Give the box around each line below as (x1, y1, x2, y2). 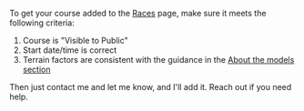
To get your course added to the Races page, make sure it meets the (9, 8, 267, 18)
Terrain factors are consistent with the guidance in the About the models (22, 55, 295, 65)
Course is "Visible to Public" (22, 35, 129, 45)
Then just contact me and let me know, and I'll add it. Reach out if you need (9, 82, 292, 92)
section (22, 64, 51, 75)
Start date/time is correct (22, 45, 117, 55)
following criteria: (9, 17, 75, 28)
